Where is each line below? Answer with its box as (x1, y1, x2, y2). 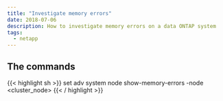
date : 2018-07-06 (7, 16, 57, 23)
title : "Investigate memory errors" (7, 10, 112, 17)
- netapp (13, 35, 38, 42)
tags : (7, 29, 23, 36)
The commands (7, 61, 75, 72)
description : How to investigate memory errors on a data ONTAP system (7, 23, 216, 29)
